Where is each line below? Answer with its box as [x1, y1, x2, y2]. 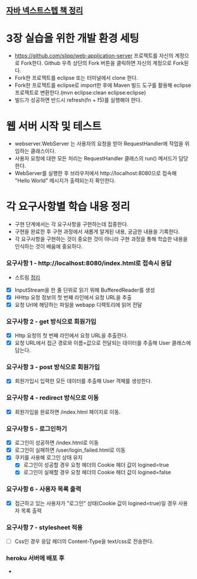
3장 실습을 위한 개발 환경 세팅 [6, 31, 140, 45]
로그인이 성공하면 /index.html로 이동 [14, 439, 99, 447]
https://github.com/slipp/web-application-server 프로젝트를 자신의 [14, 52, 174, 59]
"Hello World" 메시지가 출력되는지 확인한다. [14, 177, 116, 185]
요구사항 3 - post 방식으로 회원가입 [6, 363, 100, 371]
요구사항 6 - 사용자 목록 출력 [6, 485, 81, 493]
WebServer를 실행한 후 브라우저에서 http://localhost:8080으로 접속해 [14, 170, 177, 177]
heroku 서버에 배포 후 [6, 554, 65, 562]
